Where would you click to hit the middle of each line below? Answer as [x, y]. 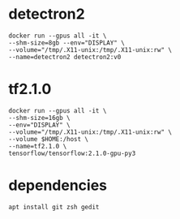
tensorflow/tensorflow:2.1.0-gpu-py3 [72, 153]
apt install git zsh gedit [54, 207]
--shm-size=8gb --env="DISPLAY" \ [67, 43]
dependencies [58, 185]
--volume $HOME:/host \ [49, 139]
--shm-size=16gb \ [39, 118]
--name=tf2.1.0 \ [38, 146]
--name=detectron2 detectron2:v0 [65, 57]
